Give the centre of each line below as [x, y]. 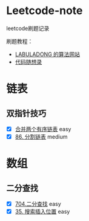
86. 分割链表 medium [41, 137]
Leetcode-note [44, 11]
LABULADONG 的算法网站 [48, 54]
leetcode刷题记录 [28, 28]
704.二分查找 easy [38, 204]
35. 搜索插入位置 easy [42, 212]
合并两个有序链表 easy [43, 129]
